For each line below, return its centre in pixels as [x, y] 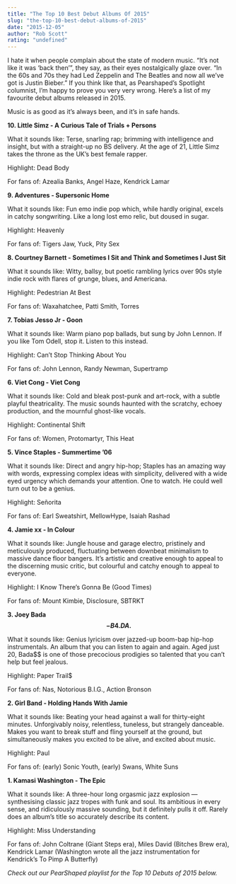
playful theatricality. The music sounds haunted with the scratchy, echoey [115, 403]
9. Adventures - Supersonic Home [58, 195]
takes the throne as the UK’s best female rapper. [77, 154]
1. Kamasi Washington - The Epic [57, 781]
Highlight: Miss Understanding [52, 831]
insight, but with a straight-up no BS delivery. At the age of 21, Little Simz [113, 147]
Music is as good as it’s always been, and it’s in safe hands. [94, 112]
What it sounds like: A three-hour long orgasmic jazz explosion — [102, 794]
